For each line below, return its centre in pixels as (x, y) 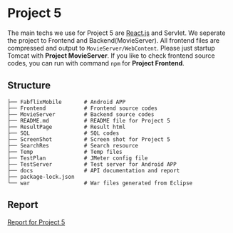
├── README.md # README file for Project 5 (89, 120)
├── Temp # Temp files (65, 152)
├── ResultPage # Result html (67, 127)
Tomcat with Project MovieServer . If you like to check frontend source (111, 56)
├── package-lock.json (41, 177)
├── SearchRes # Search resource (73, 145)
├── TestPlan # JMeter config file (78, 158)
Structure (29, 86)
